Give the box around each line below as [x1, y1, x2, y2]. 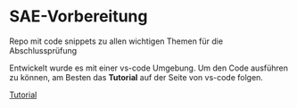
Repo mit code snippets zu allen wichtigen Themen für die [9, 36, 224, 46]
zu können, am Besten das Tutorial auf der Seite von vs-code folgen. [9, 71, 263, 82]
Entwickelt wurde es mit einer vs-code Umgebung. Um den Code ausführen [9, 62, 288, 73]
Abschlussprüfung [9, 45, 78, 55]
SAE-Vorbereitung [9, 6, 148, 27]
